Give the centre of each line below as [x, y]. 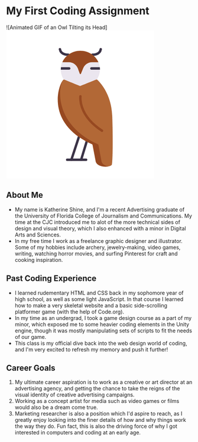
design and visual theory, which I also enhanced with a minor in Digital [100, 228]
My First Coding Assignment [78, 11]
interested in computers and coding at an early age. [77, 433]
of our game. [30, 337]
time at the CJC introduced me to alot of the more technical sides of [97, 222]
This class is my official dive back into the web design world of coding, [101, 343]
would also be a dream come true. [56, 408]
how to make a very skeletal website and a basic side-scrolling [91, 305]
